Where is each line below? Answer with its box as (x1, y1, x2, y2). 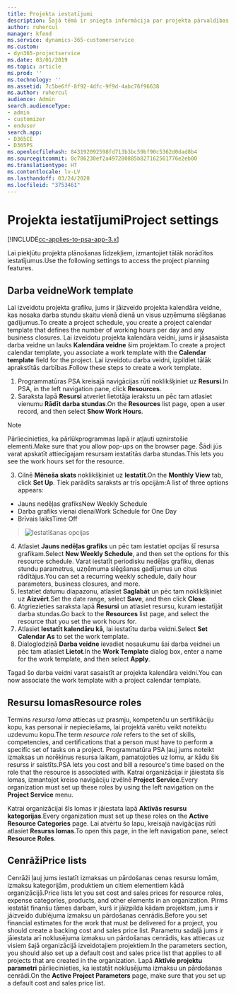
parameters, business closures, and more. (17, 579, 141, 588)
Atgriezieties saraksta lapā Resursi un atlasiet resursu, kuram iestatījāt (17, 602, 223, 611)
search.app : (7, 129, 42, 136)
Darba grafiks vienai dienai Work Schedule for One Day (17, 507, 177, 516)
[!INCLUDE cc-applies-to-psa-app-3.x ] (7, 235, 119, 244)
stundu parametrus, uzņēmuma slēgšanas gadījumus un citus (17, 565, 198, 573)
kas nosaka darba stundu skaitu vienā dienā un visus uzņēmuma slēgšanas (7, 311, 226, 319)
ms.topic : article (7, 63, 61, 70)
